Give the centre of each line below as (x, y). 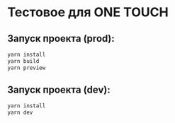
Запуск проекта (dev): (59, 90)
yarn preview (27, 68)
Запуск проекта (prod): (61, 39)
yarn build (23, 61)
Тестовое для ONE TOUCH (88, 12)
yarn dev (20, 113)
